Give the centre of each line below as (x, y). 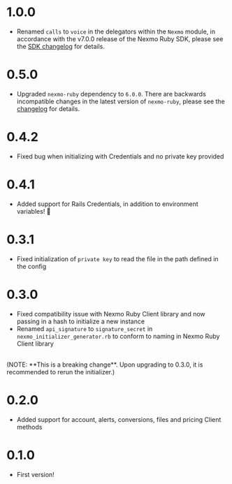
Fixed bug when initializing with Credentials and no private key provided (120, 156)
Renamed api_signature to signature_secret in (85, 328)
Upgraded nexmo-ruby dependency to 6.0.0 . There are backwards (111, 94)
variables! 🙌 (34, 211)
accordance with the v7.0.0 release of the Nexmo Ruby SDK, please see (120, 38)
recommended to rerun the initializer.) (61, 372)
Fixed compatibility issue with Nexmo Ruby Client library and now (111, 314)
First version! (36, 474)
